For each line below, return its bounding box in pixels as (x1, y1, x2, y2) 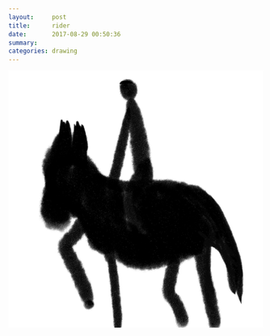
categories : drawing (8, 47, 78, 56)
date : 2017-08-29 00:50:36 (8, 30, 121, 38)
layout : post (8, 13, 67, 21)
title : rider (8, 21, 70, 30)
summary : (8, 39, 38, 47)
